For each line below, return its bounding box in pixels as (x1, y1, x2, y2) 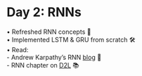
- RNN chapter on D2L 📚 (6, 61, 79, 69)
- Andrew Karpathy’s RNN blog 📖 (6, 53, 102, 61)
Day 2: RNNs (6, 4, 82, 20)
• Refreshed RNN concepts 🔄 (6, 27, 91, 36)
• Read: (6, 45, 29, 53)
